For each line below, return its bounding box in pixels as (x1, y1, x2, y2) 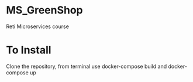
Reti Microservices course (6, 23, 69, 30)
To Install (6, 43, 51, 57)
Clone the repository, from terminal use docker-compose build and (6, 63, 167, 70)
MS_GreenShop (6, 4, 83, 17)
